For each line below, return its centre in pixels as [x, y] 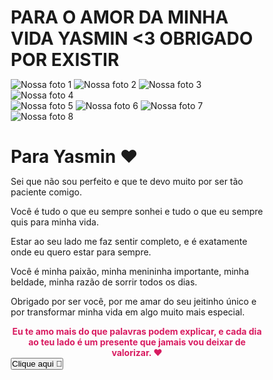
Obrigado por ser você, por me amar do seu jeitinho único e [133, 302]
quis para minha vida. [54, 222]
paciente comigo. [46, 192]
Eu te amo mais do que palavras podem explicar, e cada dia [137, 332]
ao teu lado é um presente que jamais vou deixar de [137, 342]
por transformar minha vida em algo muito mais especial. [128, 312]
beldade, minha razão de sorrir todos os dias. [104, 282]
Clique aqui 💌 [37, 364]
